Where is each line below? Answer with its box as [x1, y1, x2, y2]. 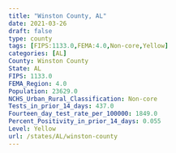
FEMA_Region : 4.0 [8, 79, 67, 87]
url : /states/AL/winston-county [8, 132, 118, 140]
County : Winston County [8, 57, 89, 66]
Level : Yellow [8, 125, 57, 133]
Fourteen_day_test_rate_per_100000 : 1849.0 [8, 110, 158, 118]
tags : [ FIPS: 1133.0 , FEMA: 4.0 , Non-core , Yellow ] [8, 42, 169, 50]
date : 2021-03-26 [8, 19, 67, 28]
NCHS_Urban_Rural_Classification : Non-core [8, 95, 158, 103]
